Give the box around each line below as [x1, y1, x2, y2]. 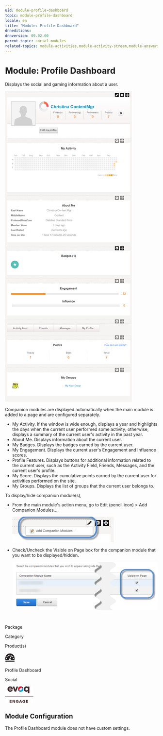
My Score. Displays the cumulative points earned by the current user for [12, 472, 157, 478]
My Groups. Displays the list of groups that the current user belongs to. [12, 483, 155, 489]
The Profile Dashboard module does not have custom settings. [5, 725, 130, 731]
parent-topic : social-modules [5, 39, 66, 44]
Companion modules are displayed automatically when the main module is [5, 406, 154, 412]
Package [5, 624, 23, 630]
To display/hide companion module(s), [5, 492, 81, 498]
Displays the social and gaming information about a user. [5, 81, 119, 87]
